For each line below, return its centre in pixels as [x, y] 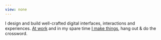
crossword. [16, 33]
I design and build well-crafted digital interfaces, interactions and [70, 23]
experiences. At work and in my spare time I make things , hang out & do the [80, 28]
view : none [16, 9]
